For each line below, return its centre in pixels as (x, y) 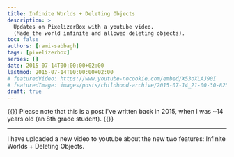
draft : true (24, 91)
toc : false (23, 40)
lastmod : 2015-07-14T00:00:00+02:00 (60, 72)
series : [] (23, 59)
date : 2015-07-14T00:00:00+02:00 (56, 66)
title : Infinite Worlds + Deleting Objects (71, 14)
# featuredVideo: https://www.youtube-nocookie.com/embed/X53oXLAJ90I (112, 78)
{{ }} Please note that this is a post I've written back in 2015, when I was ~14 (115, 112)
